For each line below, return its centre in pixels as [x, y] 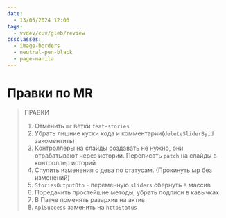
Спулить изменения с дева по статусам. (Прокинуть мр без [123, 170]
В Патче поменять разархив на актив [90, 199]
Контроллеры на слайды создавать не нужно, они [109, 148]
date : [15, 14]
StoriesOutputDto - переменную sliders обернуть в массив [123, 185]
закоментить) [54, 140]
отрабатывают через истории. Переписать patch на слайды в [125, 155]
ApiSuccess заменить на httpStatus [86, 207]
